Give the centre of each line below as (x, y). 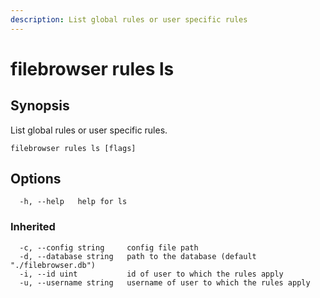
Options (36, 179)
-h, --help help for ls (73, 202)
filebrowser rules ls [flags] (73, 148)
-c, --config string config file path (109, 247)
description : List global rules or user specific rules (129, 19)
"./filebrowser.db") (53, 265)
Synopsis (40, 106)
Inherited (33, 227)
